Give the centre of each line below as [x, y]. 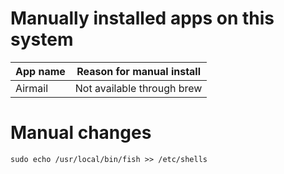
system [42, 39]
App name [40, 71]
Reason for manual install [139, 71]
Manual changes [81, 133]
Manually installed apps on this [142, 18]
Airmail [32, 88]
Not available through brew [138, 88]
